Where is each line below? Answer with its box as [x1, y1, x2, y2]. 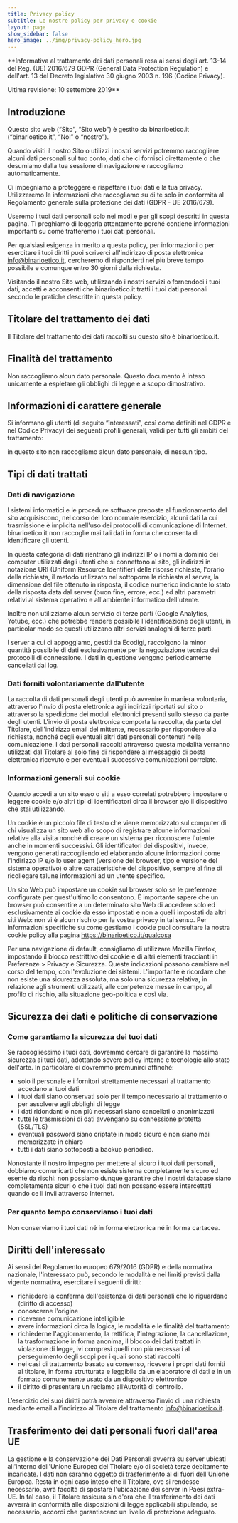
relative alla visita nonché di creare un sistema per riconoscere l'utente [7, 833, 215, 842]
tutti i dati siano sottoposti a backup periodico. [17, 1145, 154, 1154]
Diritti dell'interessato [7, 1244, 106, 1256]
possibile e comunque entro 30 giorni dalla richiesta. [7, 263, 161, 272]
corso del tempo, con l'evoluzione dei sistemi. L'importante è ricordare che [7, 967, 226, 976]
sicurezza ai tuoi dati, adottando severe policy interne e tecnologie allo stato [7, 1055, 231, 1064]
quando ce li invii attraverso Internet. [7, 1189, 115, 1198]
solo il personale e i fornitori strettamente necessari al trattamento [17, 1077, 211, 1085]
